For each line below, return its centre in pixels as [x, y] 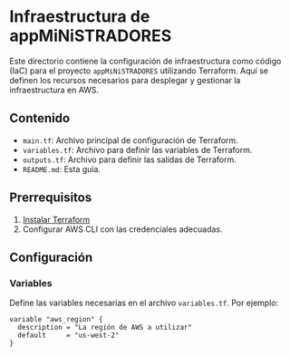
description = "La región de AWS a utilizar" [105, 328]
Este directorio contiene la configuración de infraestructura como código [145, 61]
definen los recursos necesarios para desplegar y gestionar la [125, 80]
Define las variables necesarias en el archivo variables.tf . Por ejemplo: [144, 303]
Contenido [40, 118]
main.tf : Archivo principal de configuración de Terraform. [130, 140]
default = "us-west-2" [68, 336]
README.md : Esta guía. [62, 168]
